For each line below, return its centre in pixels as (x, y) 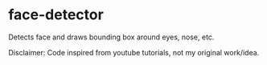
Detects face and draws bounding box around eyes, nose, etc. (111, 37)
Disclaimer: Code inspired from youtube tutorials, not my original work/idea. (134, 52)
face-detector (56, 15)
